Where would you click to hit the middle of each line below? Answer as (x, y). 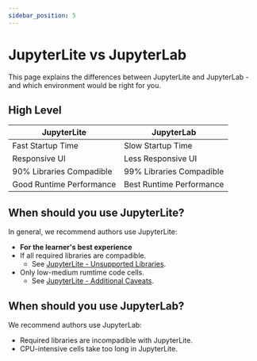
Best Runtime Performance (174, 185)
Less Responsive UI (161, 159)
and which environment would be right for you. (84, 85)
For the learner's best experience (76, 248)
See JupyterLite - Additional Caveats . (93, 281)
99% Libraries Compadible (174, 171)
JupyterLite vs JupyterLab (98, 54)
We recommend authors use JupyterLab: (75, 325)
